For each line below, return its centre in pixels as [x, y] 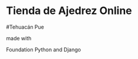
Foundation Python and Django [43, 49]
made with [19, 38]
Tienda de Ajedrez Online [69, 11]
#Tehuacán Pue [25, 27]
